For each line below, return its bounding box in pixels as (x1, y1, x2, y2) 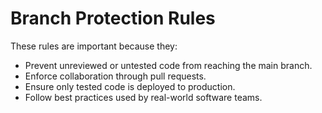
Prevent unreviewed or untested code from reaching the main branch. (24, 59, 313, 71)
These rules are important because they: (10, 40, 178, 52)
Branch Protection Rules (10, 7, 216, 30)
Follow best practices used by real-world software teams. (24, 91, 263, 103)
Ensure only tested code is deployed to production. (24, 80, 236, 92)
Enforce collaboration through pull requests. (24, 70, 207, 82)
